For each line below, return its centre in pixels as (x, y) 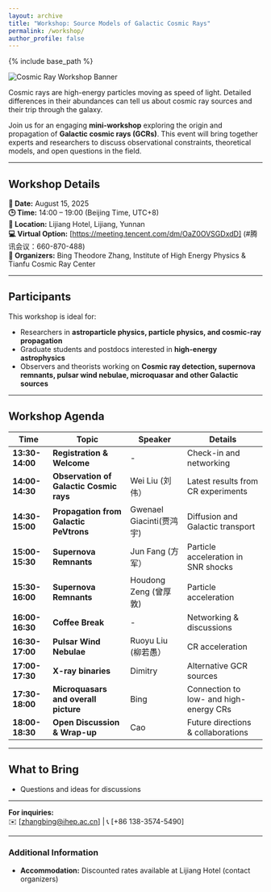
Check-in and (213, 453)
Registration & (80, 453)
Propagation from (87, 511)
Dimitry (144, 671)
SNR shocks (210, 567)
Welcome (71, 463)
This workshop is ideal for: (52, 316)
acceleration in (215, 556)
